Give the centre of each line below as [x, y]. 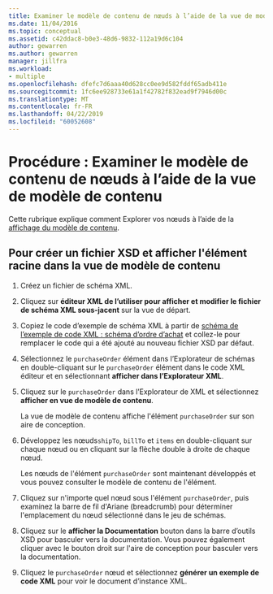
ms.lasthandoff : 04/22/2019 [56, 115]
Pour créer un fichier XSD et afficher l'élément [128, 253]
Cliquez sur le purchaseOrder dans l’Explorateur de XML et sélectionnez [139, 392]
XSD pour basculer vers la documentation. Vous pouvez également [132, 539]
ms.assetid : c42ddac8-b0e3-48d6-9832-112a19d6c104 [96, 39]
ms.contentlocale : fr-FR [50, 106]
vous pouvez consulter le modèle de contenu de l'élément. [118, 482]
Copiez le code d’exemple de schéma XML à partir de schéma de [129, 325]
